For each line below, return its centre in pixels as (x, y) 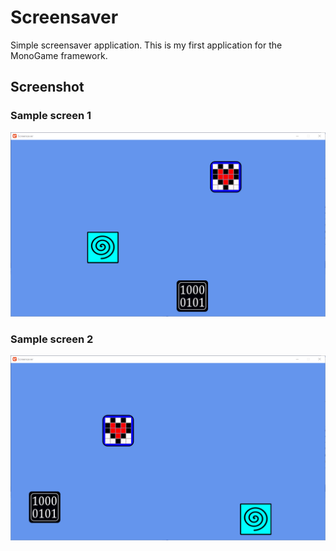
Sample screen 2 (52, 339)
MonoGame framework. (59, 55)
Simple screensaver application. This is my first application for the (146, 45)
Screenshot (47, 87)
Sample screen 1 (51, 116)
